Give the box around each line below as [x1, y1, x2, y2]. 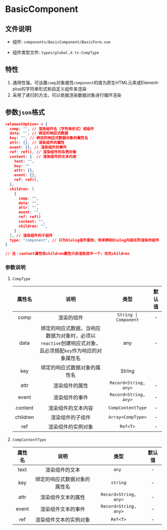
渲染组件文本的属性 [40, 494, 85, 501]
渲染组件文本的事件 [40, 506, 85, 513]
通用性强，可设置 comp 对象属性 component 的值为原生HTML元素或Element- [12, 79, 160, 85]
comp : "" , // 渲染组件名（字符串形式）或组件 [9, 126, 94, 131]
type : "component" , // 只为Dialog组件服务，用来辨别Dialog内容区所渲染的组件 [9, 238, 160, 243]
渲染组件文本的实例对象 [35, 517, 90, 524]
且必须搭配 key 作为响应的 [39, 347, 97, 354]
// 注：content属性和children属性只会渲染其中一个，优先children [5, 251, 130, 257]
